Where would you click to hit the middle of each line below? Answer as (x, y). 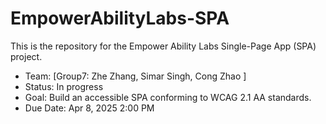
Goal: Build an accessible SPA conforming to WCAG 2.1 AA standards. (168, 97)
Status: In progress (64, 86)
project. (26, 56)
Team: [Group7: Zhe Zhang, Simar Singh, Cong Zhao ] (135, 76)
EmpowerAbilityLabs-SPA (120, 18)
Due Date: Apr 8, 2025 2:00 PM (89, 108)
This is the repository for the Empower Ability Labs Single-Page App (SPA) (163, 46)
